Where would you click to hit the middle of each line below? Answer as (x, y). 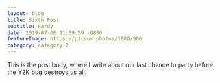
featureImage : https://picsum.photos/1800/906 (75, 39)
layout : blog (26, 13)
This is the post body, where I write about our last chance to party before (110, 65)
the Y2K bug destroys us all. (47, 72)
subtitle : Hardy (30, 26)
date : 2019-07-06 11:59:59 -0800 (55, 33)
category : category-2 (38, 45)
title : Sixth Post (33, 20)
